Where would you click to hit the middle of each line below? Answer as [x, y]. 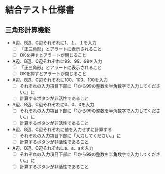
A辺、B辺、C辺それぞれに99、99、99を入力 [57, 61]
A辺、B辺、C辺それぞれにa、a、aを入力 [53, 148]
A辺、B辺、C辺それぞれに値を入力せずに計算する [62, 130]
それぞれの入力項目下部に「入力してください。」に [70, 135]
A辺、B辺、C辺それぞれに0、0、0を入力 [53, 105]
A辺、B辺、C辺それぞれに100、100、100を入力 [60, 80]
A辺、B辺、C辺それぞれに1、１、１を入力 [54, 43]
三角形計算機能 [28, 30]
